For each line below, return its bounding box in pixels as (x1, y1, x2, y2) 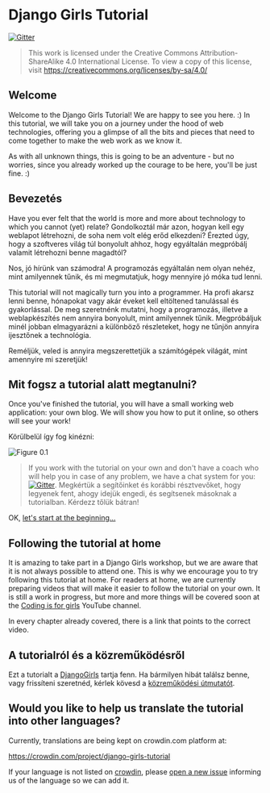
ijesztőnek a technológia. (8, 330, 91, 340)
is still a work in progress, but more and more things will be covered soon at (8, 592, 260, 602)
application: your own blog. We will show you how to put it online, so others (8, 407, 260, 417)
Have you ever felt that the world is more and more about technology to (8, 213, 246, 223)
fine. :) (8, 168, 31, 178)
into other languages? (8, 714, 121, 728)
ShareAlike (27, 56, 64, 66)
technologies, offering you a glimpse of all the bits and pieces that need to (8, 127, 255, 136)
